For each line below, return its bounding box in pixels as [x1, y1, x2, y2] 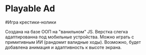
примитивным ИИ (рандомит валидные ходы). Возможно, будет [5, 39, 141, 45]
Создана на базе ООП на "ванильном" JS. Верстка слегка [5, 28, 128, 34]
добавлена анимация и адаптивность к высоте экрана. [5, 44, 122, 50]
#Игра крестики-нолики [5, 19, 56, 25]
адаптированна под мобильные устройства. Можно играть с [5, 34, 135, 40]
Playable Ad [5, 3, 55, 14]
